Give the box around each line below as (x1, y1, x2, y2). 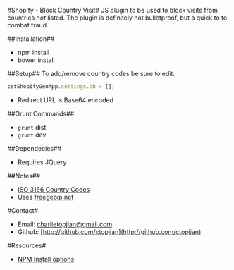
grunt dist (17, 123, 47, 131)
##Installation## (7, 35, 55, 43)
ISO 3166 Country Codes (17, 185, 90, 193)
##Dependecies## (7, 144, 62, 152)
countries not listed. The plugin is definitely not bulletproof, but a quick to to (7, 13, 228, 22)
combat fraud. (7, 21, 49, 29)
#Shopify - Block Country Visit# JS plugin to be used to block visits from (7, 6, 218, 14)
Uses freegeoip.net (17, 192, 74, 201)
